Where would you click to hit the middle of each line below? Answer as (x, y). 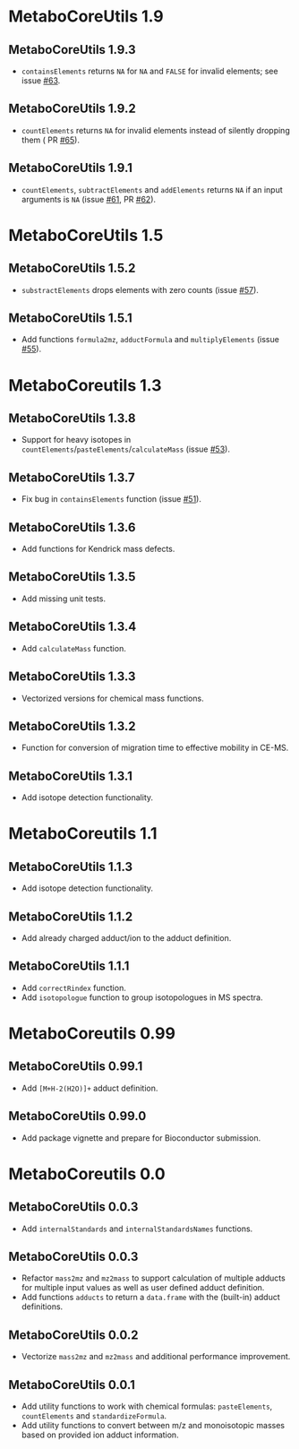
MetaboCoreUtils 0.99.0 (77, 1116)
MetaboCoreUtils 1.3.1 (71, 776)
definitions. (42, 1307)
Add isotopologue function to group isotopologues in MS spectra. (142, 997)
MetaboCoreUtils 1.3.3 (72, 677)
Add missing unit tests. (64, 599)
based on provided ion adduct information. (100, 1435)
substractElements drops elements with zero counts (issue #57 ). (140, 289)
